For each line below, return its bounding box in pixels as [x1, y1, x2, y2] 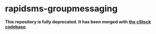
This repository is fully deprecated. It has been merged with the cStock [5, 19, 151, 25]
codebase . [5, 24, 27, 29]
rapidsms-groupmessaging [5, 3, 118, 14]
